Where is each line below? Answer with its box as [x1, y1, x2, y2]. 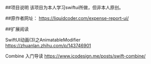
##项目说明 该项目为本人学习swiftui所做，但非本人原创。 [5, 5, 124, 10]
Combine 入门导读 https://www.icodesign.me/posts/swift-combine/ [5, 53, 146, 59]
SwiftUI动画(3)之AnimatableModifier [5, 37, 81, 43]
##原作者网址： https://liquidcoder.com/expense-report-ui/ [5, 15, 129, 21]
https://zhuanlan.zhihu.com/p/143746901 [5, 43, 91, 48]
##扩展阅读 [5, 26, 29, 32]
